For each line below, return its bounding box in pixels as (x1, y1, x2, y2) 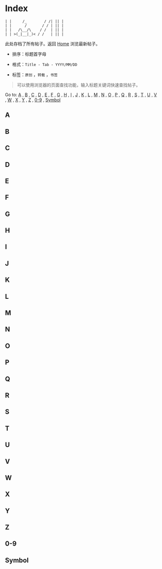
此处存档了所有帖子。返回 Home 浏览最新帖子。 (5, 41, 100, 47)
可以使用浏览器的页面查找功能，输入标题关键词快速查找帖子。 (16, 82, 141, 88)
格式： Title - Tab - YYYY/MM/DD (12, 61, 78, 67)
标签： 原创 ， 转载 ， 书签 (12, 71, 58, 78)
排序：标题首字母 (12, 51, 47, 57)
